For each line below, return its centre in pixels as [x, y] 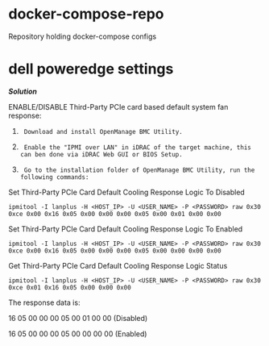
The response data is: [44, 302]
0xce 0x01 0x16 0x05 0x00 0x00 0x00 [70, 287]
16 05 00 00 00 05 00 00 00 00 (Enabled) [78, 333]
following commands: [54, 177]
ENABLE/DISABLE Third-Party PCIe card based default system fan [118, 106]
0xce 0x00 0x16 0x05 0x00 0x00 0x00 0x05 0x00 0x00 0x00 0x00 [115, 251]
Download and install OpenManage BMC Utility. [103, 131]
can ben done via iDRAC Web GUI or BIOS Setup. [101, 154]
